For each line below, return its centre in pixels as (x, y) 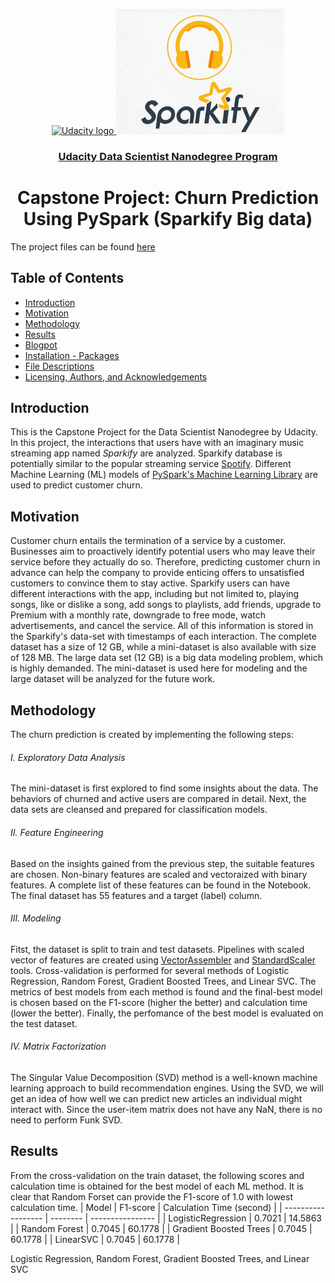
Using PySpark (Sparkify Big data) (168, 219)
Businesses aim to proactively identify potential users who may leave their (163, 551)
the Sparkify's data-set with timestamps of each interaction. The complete (163, 636)
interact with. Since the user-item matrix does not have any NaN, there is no (166, 1109)
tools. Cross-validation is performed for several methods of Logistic (150, 970)
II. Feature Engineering (57, 832)
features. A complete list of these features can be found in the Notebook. (161, 885)
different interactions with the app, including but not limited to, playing (155, 594)
